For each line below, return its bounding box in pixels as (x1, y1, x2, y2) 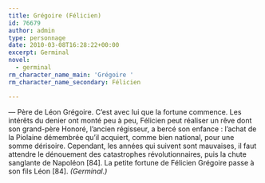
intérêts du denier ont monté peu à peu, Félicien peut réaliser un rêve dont (8, 115, 252, 125)
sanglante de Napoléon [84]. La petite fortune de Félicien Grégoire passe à (8, 158, 255, 167)
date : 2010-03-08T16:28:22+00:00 (8, 41, 120, 49)
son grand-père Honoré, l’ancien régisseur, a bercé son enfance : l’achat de (8, 124, 257, 134)
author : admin (8, 26, 56, 34)
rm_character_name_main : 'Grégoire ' (8, 71, 134, 79)
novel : (8, 56, 30, 64)
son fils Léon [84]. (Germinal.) (8, 166, 108, 176)
